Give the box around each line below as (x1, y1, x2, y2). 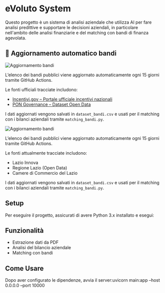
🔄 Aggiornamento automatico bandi (5, 49, 117, 58)
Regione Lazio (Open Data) (12, 164, 67, 170)
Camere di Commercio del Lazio (12, 170, 78, 176)
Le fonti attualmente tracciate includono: (5, 150, 87, 156)
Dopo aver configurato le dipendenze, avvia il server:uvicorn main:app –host (5, 277, 160, 283)
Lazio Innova (12, 160, 38, 165)
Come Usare (5, 264, 44, 272)
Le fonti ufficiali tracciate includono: (5, 87, 78, 93)
